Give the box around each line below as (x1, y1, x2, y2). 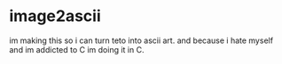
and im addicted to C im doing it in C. (9, 44, 145, 54)
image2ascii (9, 6, 101, 26)
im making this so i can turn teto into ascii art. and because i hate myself (9, 35, 273, 46)
